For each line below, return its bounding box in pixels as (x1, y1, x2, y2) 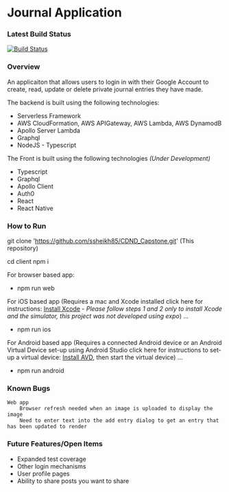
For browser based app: (7, 271, 75, 279)
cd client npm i (7, 258, 49, 266)
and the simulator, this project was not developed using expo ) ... (7, 312, 189, 320)
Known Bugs (7, 383, 51, 393)
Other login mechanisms (16, 462, 86, 470)
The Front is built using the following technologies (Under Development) (7, 154, 210, 162)
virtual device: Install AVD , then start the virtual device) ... (21, 353, 183, 361)
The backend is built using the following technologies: (7, 98, 160, 107)
